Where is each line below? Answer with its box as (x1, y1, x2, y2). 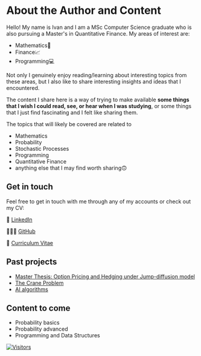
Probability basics (14, 319, 60, 326)
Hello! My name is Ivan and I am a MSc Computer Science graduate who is (6, 24, 192, 31)
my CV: (6, 204, 24, 211)
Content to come (6, 303, 71, 313)
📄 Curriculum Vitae (6, 239, 53, 246)
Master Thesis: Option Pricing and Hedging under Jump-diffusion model (14, 273, 195, 280)
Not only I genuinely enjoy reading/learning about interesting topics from (6, 71, 187, 78)
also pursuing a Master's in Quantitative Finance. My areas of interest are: (6, 30, 190, 37)
